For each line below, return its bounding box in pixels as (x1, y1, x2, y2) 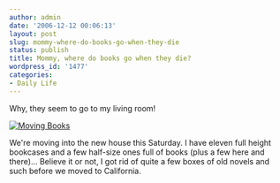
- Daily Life (9, 79, 57, 88)
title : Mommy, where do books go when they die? (9, 54, 192, 63)
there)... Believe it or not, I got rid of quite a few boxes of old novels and (9, 156, 270, 166)
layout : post (9, 29, 57, 38)
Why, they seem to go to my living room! (9, 103, 156, 113)
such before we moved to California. (9, 165, 141, 176)
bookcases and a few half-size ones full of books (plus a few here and (9, 147, 265, 157)
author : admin (9, 12, 62, 22)
